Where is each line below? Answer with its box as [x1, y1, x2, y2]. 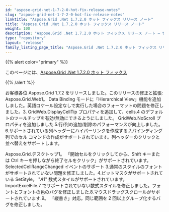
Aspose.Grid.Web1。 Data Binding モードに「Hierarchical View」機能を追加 [5, 96, 161, 102]
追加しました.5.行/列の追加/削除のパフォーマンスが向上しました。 [27, 121, 163, 127]
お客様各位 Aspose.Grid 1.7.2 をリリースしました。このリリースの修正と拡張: [5, 89, 163, 96]
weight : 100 [5, 26, 30, 31]
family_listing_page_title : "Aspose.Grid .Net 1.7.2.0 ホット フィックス [5, 45, 157, 50]
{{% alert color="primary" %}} [5, 59, 68, 65]
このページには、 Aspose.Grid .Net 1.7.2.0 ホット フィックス [5, 69, 127, 75]
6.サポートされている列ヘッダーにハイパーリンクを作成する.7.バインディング [5, 127, 163, 134]
